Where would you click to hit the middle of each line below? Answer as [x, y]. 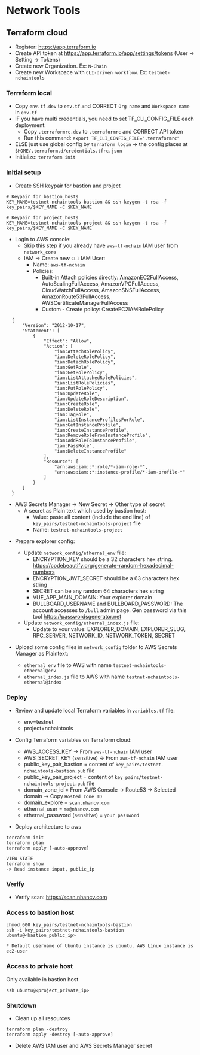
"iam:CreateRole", [77, 404]
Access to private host [40, 966]
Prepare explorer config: [45, 541]
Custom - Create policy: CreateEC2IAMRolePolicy [103, 309]
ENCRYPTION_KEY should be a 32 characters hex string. [103, 559]
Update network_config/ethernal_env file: [75, 553]
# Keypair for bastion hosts [42, 196]
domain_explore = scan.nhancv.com [67, 802]
